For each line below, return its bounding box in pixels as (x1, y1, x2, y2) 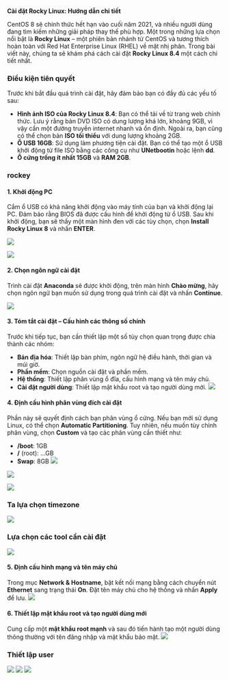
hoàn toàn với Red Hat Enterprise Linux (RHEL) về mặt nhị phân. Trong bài (7, 42, 215, 50)
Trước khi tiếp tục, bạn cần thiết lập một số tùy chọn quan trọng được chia (7, 332, 216, 341)
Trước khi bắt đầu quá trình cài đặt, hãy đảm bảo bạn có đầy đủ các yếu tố (7, 89, 217, 97)
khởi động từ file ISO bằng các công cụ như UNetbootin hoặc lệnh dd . (16, 146, 215, 154)
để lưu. (7, 594, 27, 602)
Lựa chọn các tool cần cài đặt (7, 532, 107, 542)
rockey (7, 171, 31, 180)
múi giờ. (16, 360, 40, 368)
